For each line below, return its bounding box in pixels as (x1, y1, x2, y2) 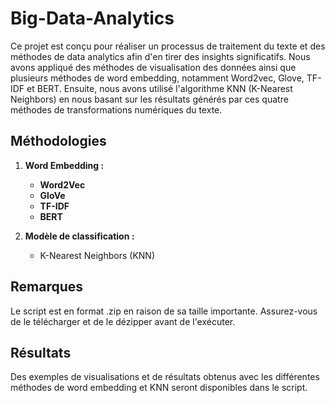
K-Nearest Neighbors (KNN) (39, 249, 155, 261)
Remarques (10, 278, 84, 296)
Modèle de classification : (24, 230, 135, 242)
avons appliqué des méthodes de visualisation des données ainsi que (10, 61, 297, 73)
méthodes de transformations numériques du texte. (10, 103, 223, 116)
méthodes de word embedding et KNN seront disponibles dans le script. (10, 382, 308, 394)
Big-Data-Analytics (10, 7, 175, 30)
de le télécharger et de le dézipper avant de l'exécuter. (10, 315, 236, 327)
